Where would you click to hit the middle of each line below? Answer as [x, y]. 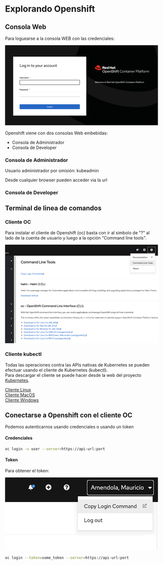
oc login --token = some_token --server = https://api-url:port [67, 558]
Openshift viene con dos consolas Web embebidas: [57, 133]
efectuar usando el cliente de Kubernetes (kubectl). [57, 370]
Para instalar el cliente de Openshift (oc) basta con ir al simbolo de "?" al [77, 233]
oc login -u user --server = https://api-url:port [55, 449]
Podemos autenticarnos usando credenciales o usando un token [69, 427]
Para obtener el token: [27, 470]
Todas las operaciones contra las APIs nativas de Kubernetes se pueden [77, 365]
